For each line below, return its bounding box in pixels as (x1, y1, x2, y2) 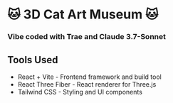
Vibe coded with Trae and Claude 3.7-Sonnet (7, 32, 166, 42)
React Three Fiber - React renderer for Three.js (17, 80, 157, 88)
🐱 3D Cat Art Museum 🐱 (7, 6, 159, 23)
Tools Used (7, 53, 58, 66)
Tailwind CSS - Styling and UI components (17, 87, 142, 96)
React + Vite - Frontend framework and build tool (17, 72, 162, 81)
